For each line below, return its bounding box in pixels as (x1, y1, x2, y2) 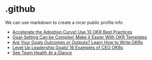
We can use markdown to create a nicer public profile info (5, 20, 123, 25)
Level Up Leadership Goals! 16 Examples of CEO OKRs (12, 44, 123, 50)
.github (5, 3, 36, 15)
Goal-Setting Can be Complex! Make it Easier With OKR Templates (12, 34, 147, 40)
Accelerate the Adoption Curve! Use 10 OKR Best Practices (12, 29, 132, 35)
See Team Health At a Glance (12, 50, 73, 56)
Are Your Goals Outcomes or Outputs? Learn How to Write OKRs (12, 39, 143, 45)
